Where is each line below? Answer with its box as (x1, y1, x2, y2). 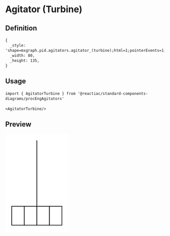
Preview (5, 120, 32, 129)
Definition (5, 24, 37, 32)
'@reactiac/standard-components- (77, 91, 148, 96)
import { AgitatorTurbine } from (5, 91, 76, 96)
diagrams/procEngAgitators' (5, 96, 65, 101)
